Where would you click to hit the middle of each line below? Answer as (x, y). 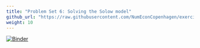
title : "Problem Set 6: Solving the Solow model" (69, 11)
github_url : (21, 17)
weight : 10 (20, 22)
